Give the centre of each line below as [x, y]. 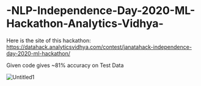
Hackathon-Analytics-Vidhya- [85, 23]
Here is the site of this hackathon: [49, 40]
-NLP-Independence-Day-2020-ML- [101, 11]
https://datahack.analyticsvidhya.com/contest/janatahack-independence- [99, 47]
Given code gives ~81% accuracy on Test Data [65, 65]
